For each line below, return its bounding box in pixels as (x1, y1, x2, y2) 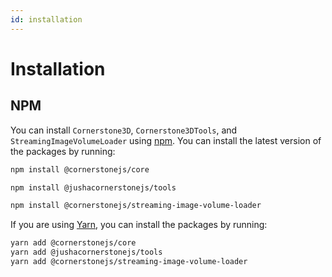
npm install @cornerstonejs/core (10, 164, 150, 175)
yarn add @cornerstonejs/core (10, 238, 137, 248)
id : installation (10, 14, 83, 25)
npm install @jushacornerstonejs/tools (10, 182, 177, 193)
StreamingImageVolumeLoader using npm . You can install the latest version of (10, 134, 322, 146)
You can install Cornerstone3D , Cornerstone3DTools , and (10, 124, 238, 136)
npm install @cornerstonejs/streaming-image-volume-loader (10, 201, 262, 211)
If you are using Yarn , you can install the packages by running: (10, 219, 268, 231)
